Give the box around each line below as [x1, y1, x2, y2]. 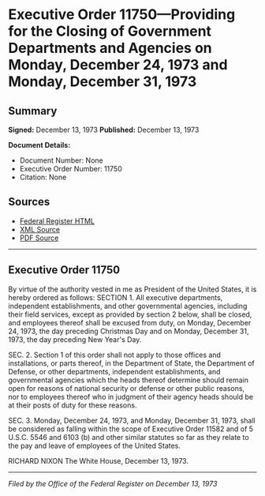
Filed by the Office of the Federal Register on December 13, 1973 [8, 479, 218, 488]
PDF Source [19, 233, 59, 242]
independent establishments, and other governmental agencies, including [8, 301, 248, 310]
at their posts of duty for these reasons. [8, 400, 137, 410]
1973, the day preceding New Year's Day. [8, 334, 142, 344]
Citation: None [19, 172, 67, 182]
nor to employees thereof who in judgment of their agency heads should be [8, 392, 254, 401]
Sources [8, 195, 50, 209]
